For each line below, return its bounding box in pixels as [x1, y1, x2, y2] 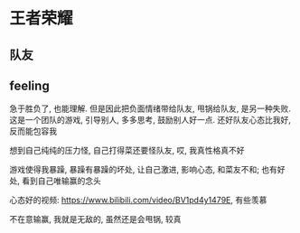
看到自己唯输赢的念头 [21, 175, 101, 186]
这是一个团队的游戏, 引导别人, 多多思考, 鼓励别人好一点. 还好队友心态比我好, [9, 115, 291, 126]
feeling [9, 78, 50, 93]
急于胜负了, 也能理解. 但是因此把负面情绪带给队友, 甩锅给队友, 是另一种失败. [9, 103, 291, 114]
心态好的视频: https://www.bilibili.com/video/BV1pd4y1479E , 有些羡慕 [9, 195, 267, 206]
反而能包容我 [9, 126, 57, 136]
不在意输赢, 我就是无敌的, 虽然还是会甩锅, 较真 [9, 214, 182, 225]
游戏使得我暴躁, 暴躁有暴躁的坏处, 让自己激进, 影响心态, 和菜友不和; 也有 [9, 164, 278, 175]
